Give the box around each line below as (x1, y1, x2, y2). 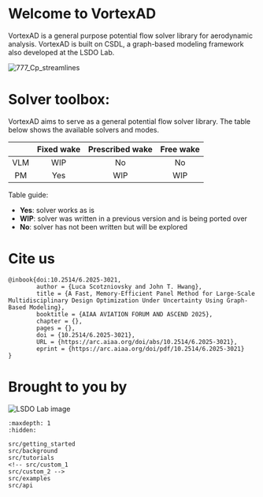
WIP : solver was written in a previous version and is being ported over (19, 214, 248, 223)
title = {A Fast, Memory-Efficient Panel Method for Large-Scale (36, 290, 256, 297)
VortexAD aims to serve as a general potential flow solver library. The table (8, 116, 251, 126)
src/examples (8, 474, 51, 482)
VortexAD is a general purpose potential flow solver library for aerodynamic (8, 31, 254, 40)
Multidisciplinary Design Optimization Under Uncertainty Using (8, 297, 224, 305)
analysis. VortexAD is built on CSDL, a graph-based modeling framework (8, 39, 244, 48)
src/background (8, 447, 58, 454)
